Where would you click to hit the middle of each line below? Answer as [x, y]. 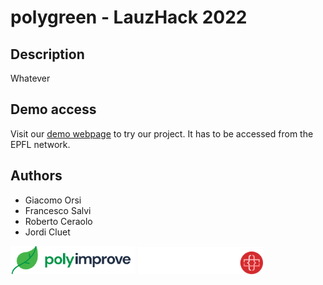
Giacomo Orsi [53, 200]
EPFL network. [40, 144]
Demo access [53, 109]
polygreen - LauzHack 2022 [129, 17]
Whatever [30, 78]
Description [47, 54]
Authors [36, 176]
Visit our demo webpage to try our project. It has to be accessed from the [162, 133]
